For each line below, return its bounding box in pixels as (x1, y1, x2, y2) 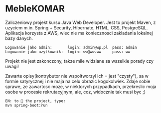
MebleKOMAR (5, 3, 65, 14)
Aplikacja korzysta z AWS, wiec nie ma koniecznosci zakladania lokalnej (5, 30, 153, 36)
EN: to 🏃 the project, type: (5, 98, 66, 104)
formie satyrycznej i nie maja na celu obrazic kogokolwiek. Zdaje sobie (5, 78, 151, 84)
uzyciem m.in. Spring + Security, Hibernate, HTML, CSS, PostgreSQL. (5, 24, 148, 30)
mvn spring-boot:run (5, 103, 48, 108)
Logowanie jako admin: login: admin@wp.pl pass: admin (5, 45, 137, 50)
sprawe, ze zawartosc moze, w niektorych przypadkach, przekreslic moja (5, 83, 157, 90)
